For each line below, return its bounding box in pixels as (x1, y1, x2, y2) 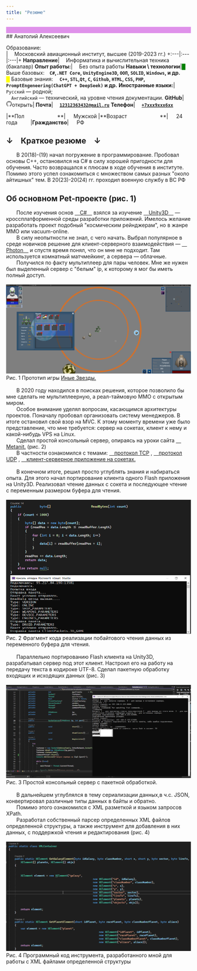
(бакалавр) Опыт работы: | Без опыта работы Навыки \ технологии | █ (6, 62, 186, 70)
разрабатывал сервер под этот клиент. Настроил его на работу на (6, 660, 174, 667)
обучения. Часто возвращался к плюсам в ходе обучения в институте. (6, 164, 184, 171)
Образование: (6, 44, 42, 51)
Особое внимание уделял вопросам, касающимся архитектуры (16, 406, 177, 413)
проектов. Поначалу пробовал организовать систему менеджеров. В (6, 412, 181, 419)
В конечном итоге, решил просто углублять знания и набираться (16, 468, 180, 475)
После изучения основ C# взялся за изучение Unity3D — (16, 209, 181, 216)
